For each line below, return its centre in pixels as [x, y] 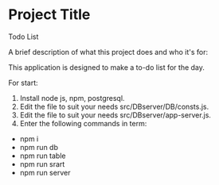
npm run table [43, 156]
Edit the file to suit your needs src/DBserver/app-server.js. [115, 115]
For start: [23, 83]
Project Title [49, 15]
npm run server [45, 172]
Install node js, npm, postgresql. [72, 98]
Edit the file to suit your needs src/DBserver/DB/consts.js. [114, 106]
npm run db [39, 147]
